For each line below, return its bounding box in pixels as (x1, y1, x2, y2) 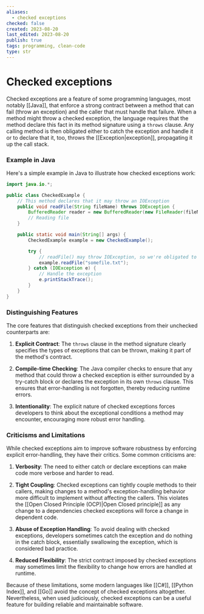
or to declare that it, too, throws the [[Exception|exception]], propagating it (6, 134, 193, 141)
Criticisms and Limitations (6, 430, 86, 439)
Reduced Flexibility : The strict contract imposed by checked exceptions (15, 557, 197, 564)
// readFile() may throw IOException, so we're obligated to (38, 254, 197, 260)
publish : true (6, 37, 42, 43)
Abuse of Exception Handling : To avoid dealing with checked (15, 526, 170, 533)
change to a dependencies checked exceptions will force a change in (15, 507, 189, 515)
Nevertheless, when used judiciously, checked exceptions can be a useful (6, 594, 191, 602)
